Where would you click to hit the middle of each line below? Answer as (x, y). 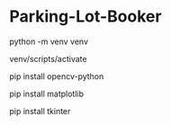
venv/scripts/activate (48, 58)
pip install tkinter (40, 111)
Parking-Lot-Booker (85, 17)
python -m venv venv (49, 41)
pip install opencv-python (57, 76)
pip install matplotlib (46, 94)
